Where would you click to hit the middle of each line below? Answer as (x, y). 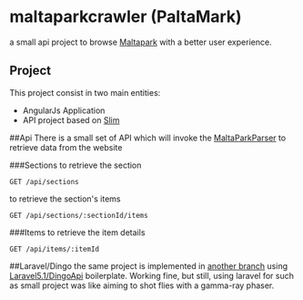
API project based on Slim (71, 119)
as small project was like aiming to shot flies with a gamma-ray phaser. (142, 285)
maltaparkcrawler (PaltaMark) (126, 17)
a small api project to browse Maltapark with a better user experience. (141, 42)
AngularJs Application (64, 110)
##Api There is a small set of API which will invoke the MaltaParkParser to (148, 138)
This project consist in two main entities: (85, 92)
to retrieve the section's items (65, 199)
